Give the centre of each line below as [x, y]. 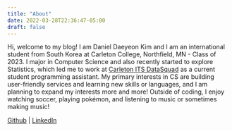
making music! [29, 107]
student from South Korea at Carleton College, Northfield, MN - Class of [112, 54]
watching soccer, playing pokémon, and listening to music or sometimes [112, 99]
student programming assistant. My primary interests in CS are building [111, 77]
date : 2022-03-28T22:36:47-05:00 [56, 20]
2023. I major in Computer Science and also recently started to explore [110, 62]
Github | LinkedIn [32, 120]
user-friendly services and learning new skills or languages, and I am [108, 85]
